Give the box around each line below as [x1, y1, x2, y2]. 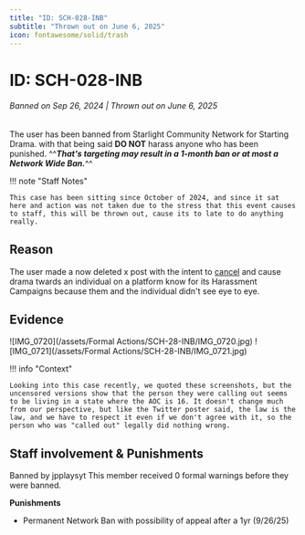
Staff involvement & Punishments [9, 446, 204, 461]
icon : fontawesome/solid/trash [9, 30, 129, 39]
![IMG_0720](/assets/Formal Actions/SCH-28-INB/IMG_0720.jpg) [9, 336, 253, 347]
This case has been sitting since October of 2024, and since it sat [9, 193, 280, 202]
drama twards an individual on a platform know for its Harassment [9, 276, 258, 287]
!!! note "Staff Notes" [9, 175, 89, 186]
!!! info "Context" [9, 363, 73, 374]
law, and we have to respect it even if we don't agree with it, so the [9, 413, 292, 423]
